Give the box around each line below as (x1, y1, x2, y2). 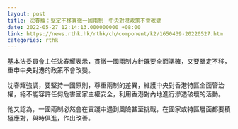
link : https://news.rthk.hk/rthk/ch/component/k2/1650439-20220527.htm (7, 30, 223, 38)
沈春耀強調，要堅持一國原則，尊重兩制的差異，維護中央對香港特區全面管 (7, 81, 218, 89)
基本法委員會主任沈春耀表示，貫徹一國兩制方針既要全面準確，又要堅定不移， (7, 57, 231, 66)
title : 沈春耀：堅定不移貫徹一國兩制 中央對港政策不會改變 (7, 17, 161, 24)
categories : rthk (7, 37, 59, 44)
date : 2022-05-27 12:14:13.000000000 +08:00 (7, 23, 141, 30)
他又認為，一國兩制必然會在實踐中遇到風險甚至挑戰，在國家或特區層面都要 (7, 105, 225, 113)
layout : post (7, 10, 46, 18)
